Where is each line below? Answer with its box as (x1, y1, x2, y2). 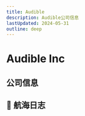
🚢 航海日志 (6, 100, 46, 111)
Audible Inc (6, 52, 65, 66)
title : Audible (6, 9, 45, 15)
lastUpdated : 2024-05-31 (6, 20, 69, 26)
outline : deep (6, 26, 42, 32)
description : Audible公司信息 (6, 15, 79, 21)
